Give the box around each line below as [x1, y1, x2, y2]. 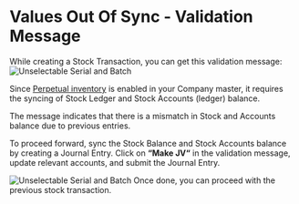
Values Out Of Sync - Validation [9, 6, 253, 27]
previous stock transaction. [9, 184, 112, 195]
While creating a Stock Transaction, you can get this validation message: [9, 56, 283, 66]
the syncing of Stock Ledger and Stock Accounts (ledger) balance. [9, 93, 261, 104]
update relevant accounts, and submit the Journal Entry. [9, 157, 221, 168]
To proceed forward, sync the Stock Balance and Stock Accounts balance [9, 138, 287, 148]
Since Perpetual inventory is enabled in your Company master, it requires [9, 83, 284, 94]
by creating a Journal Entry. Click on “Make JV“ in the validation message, [9, 148, 291, 158]
